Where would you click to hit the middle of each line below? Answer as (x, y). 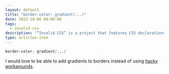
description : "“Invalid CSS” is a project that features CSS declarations (85, 33)
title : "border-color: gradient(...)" (46, 14)
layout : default (22, 10)
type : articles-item (27, 38)
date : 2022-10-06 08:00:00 (33, 19)
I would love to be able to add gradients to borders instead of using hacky (82, 61)
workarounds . (20, 66)
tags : (11, 24)
